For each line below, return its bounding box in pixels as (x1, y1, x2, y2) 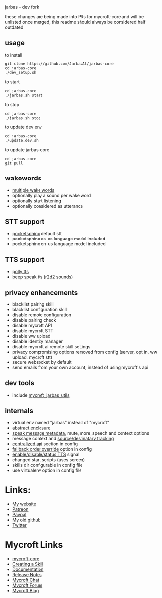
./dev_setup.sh (5, 70, 37, 75)
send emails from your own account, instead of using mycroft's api (12, 364, 149, 371)
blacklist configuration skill (12, 307, 67, 313)
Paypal (12, 511, 27, 517)
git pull (5, 161, 23, 166)
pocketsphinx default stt (12, 231, 62, 237)
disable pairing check (12, 317, 56, 323)
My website (12, 501, 36, 507)
